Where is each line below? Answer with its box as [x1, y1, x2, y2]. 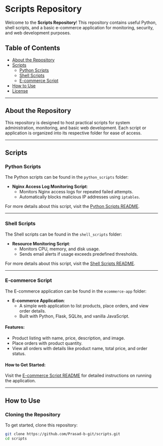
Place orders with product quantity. [12, 340, 82, 346]
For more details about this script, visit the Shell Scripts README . [5, 260, 136, 266]
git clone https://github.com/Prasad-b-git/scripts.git [5, 431, 120, 436]
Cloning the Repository [5, 411, 61, 418]
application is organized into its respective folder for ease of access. [5, 130, 142, 136]
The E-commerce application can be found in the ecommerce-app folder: [5, 288, 147, 294]
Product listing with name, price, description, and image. [12, 335, 125, 341]
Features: [5, 324, 25, 330]
